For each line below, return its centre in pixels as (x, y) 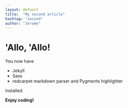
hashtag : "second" (24, 19)
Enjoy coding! (20, 100)
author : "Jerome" (23, 23)
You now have (20, 61)
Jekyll (18, 71)
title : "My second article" (35, 14)
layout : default (22, 10)
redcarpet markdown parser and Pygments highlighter (67, 81)
